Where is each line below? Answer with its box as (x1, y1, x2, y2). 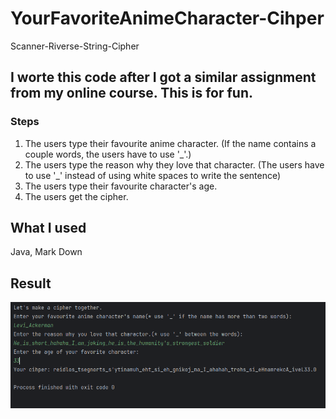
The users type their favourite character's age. (24, 180, 218, 192)
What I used (10, 220, 87, 237)
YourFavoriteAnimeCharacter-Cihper (10, 7, 325, 30)
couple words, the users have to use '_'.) (24, 148, 192, 160)
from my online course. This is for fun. (10, 85, 253, 102)
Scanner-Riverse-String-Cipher (10, 40, 140, 52)
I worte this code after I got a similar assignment (10, 69, 317, 86)
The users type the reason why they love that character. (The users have (24, 158, 325, 171)
